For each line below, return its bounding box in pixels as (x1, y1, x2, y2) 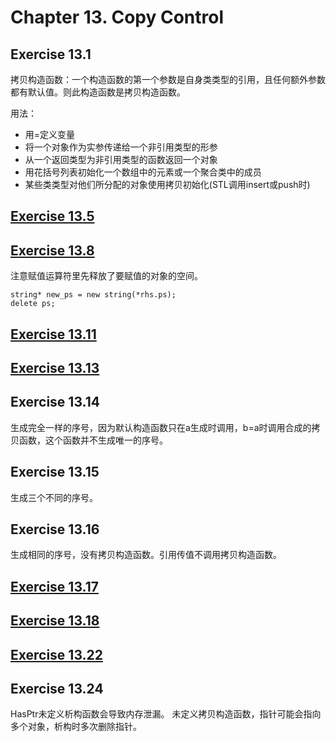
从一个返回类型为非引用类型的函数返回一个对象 (24, 154, 218, 165)
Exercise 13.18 (10, 612, 100, 630)
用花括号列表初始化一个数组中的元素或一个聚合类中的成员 (24, 166, 262, 178)
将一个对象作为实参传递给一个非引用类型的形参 (24, 141, 218, 153)
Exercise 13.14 (10, 394, 100, 411)
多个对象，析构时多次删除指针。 (10, 721, 142, 733)
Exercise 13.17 (10, 578, 99, 595)
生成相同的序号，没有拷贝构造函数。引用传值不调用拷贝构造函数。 (10, 549, 282, 561)
